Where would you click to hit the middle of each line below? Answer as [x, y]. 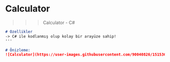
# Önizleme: [18, 50]
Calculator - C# [59, 22]
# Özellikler [19, 31]
